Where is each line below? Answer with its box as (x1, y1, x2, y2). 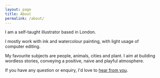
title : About (5, 12, 32, 16)
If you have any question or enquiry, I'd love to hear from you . (5, 67, 128, 73)
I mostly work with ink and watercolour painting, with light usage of (5, 39, 139, 44)
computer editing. (5, 44, 41, 50)
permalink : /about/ (5, 16, 45, 21)
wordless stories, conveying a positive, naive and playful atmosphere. (5, 58, 144, 64)
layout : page (5, 7, 32, 12)
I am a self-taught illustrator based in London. (5, 29, 96, 35)
